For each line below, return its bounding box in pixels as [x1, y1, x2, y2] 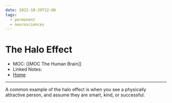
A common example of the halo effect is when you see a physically [5, 87, 146, 93]
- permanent [10, 17, 36, 22]
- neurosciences [10, 22, 45, 27]
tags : [5, 12, 17, 17]
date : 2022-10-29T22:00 [5, 7, 56, 13]
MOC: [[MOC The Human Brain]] [12, 61, 82, 67]
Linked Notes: [12, 66, 42, 72]
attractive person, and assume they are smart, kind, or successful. [5, 92, 145, 98]
